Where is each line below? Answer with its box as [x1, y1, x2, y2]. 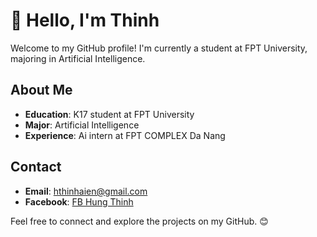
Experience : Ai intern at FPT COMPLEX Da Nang [24, 129, 226, 141]
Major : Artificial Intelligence [24, 119, 140, 131]
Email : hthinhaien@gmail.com [24, 185, 148, 197]
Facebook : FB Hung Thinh [24, 195, 134, 208]
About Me [10, 82, 73, 99]
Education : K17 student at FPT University [24, 108, 195, 120]
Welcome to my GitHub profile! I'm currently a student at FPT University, [10, 42, 308, 54]
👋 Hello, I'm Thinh [10, 9, 160, 32]
